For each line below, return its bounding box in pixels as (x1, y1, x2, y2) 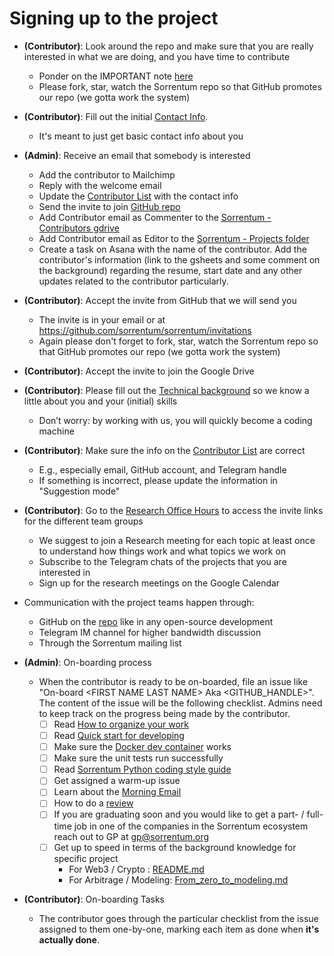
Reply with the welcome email (38, 179, 162, 191)
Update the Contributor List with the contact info (38, 190, 239, 202)
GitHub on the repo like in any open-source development (38, 615, 274, 627)
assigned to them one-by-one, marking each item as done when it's (38, 923, 320, 935)
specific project (53, 852, 119, 864)
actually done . (38, 933, 100, 946)
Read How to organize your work (53, 718, 189, 730)
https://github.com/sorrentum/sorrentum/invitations (38, 324, 252, 336)
